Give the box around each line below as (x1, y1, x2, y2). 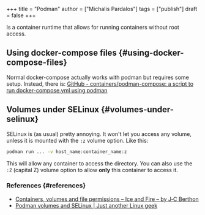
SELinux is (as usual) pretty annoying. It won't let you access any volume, (6, 130, 192, 137)
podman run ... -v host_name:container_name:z (6, 148, 127, 155)
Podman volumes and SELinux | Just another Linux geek (15, 202, 158, 209)
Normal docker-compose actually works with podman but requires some (6, 74, 190, 81)
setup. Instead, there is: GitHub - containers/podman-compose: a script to (6, 80, 194, 88)
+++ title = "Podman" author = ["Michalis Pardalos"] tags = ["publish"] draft (6, 6, 198, 12)
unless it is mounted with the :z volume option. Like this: (6, 137, 149, 144)
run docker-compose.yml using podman (6, 86, 108, 94)
